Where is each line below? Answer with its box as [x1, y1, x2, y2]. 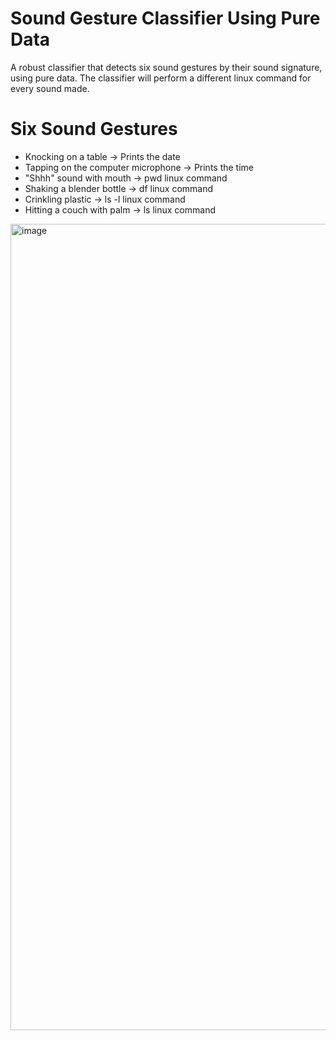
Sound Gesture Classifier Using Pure [10, 7, 321, 30]
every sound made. [10, 82, 90, 94]
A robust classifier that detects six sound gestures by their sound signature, [10, 61, 323, 73]
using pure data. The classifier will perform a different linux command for [10, 72, 312, 84]
